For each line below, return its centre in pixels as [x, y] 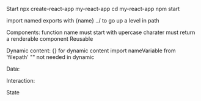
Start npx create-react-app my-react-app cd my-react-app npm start [93, 9]
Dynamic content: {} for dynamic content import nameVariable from [91, 50]
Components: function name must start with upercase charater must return [101, 32]
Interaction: [21, 81]
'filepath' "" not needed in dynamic [50, 57]
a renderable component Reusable [50, 39]
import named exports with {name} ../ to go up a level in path [83, 20]
